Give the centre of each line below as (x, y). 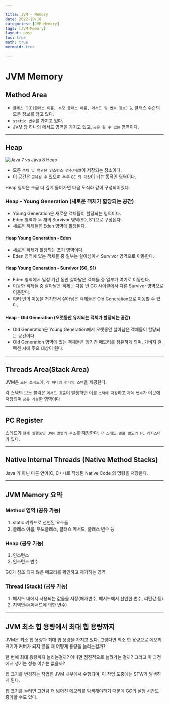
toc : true (16, 38)
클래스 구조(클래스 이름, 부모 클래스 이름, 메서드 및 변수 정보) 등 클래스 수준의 (86, 108)
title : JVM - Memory (27, 14)
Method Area (26, 95)
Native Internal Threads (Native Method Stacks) (82, 460)
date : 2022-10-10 (23, 19)
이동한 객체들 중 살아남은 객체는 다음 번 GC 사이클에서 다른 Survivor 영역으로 (88, 286)
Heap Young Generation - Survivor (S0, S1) (51, 268)
